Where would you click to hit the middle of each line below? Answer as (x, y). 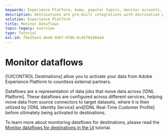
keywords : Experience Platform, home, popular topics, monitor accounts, (84, 10)
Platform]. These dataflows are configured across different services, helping (84, 96)
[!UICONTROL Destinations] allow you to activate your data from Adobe (79, 76)
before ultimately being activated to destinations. (55, 112)
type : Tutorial (21, 33)
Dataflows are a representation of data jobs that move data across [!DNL (80, 91)
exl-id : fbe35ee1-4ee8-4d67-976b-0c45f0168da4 (54, 38)
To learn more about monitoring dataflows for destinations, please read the (82, 122)
